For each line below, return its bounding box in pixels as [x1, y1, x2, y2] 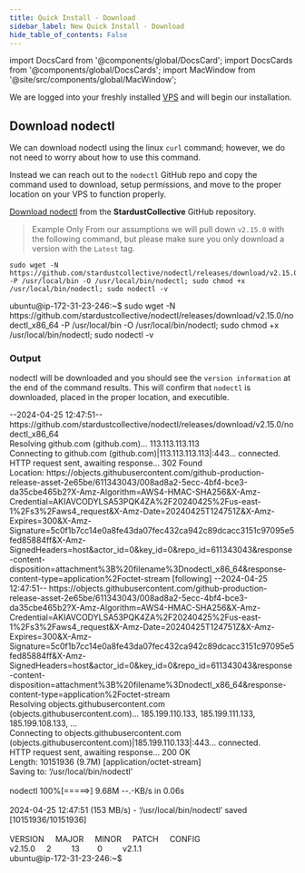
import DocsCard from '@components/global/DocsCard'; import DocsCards [9, 55, 293, 66]
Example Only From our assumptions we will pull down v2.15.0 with [31, 224, 284, 235]
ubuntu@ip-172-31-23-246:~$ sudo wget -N [9, 300, 176, 311]
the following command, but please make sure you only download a [31, 233, 285, 245]
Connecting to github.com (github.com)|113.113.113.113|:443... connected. [9, 448, 281, 459]
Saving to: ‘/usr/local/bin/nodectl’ [9, 766, 133, 777]
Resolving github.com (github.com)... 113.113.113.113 [9, 438, 200, 449]
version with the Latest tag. [31, 243, 135, 254]
